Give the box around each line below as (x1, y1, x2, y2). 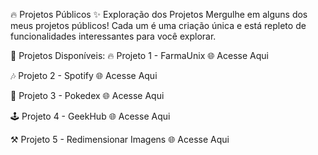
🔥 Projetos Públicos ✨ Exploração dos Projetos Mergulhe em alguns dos (10, 9, 308, 20)
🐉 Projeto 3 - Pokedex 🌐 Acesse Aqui (10, 90, 165, 101)
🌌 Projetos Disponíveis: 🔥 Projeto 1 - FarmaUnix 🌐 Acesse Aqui (10, 50, 269, 61)
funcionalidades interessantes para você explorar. (10, 30, 217, 42)
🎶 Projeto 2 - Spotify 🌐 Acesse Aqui (10, 70, 158, 81)
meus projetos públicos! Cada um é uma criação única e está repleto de (10, 20, 307, 31)
